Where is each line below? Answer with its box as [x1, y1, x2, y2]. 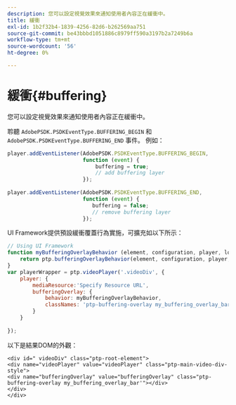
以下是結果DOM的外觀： [7, 341, 78, 349]
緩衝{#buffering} [7, 88, 107, 104]
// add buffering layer [95, 170, 165, 177]
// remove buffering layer [92, 208, 171, 216]
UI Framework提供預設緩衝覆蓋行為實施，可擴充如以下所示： [7, 228, 184, 237]
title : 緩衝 [7, 17, 40, 24]
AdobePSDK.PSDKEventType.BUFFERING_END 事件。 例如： [7, 136, 164, 144]
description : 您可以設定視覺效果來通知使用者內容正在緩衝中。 [7, 10, 169, 18]
